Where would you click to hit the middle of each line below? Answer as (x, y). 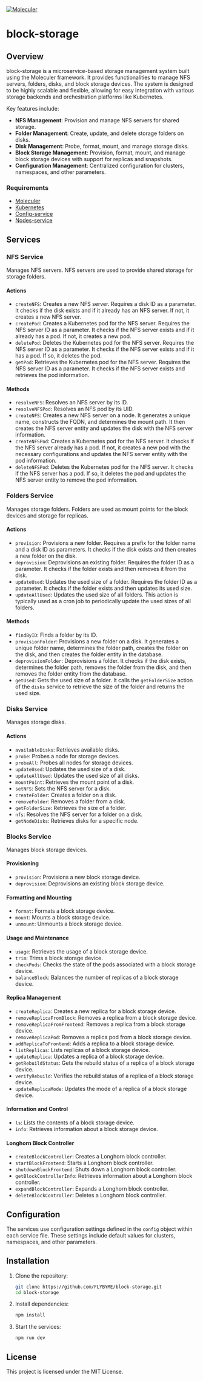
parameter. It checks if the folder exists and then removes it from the (101, 569)
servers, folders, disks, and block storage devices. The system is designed (100, 84)
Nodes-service (34, 220)
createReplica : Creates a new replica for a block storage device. (96, 1011)
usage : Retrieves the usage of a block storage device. (82, 951)
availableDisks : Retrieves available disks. (67, 749)
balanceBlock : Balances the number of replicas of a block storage (97, 977)
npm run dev (30, 1338)
